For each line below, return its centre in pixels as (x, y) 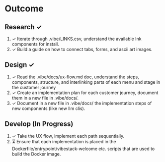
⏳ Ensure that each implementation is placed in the (64, 141)
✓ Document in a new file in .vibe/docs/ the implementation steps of (82, 103)
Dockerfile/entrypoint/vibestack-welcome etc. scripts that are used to (83, 149)
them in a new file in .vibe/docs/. (45, 98)
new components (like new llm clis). (48, 108)
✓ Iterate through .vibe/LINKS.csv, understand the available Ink (77, 39)
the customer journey (34, 87)
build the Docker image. (36, 154)
